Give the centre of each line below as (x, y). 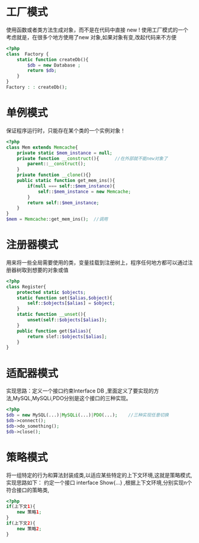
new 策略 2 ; (29, 529)
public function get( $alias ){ (54, 331)
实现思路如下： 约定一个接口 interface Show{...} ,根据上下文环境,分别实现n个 (99, 482)
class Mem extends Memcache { (42, 147)
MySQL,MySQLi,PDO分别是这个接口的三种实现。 (72, 398)
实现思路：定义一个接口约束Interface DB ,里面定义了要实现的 (80, 391)
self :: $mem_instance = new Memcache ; (84, 192)
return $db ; (42, 71)
